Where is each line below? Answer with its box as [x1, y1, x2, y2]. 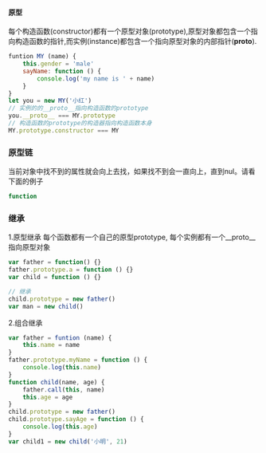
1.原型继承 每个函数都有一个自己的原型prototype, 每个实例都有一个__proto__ [8, 232, 256, 242]
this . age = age [22, 393, 73, 401]
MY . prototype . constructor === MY [8, 126, 119, 135]
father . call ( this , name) [22, 385, 105, 394]
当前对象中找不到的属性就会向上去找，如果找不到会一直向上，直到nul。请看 [8, 167, 256, 176]
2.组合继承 [8, 317, 43, 327]
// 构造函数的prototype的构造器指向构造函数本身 [8, 120, 153, 128]
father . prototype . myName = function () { [8, 356, 148, 364]
